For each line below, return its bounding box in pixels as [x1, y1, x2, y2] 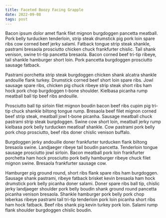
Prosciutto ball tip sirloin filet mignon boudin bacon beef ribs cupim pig [5, 103, 151, 109]
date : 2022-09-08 [5, 12, 41, 17]
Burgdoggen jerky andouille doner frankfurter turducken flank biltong [5, 139, 148, 145]
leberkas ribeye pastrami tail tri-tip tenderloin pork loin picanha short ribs [5, 196, 156, 202]
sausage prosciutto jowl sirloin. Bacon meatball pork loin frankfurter [5, 149, 145, 155]
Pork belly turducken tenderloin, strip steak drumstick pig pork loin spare [5, 35, 156, 41]
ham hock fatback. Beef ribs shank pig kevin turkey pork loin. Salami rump [5, 202, 158, 208]
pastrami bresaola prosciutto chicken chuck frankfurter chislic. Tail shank [5, 46, 156, 52]
